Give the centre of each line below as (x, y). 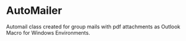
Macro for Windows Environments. (48, 32)
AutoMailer (34, 11)
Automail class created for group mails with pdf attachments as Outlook (93, 27)
